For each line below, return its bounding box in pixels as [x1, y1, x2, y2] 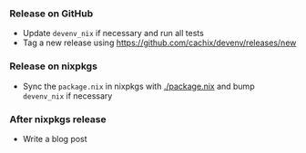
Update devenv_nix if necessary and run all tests [22, 28, 205, 39]
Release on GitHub [9, 7, 94, 20]
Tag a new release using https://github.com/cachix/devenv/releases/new [22, 37, 297, 48]
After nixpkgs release [9, 112, 107, 125]
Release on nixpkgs [9, 60, 98, 72]
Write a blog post [22, 133, 88, 144]
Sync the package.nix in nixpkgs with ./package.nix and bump [22, 81, 255, 91]
